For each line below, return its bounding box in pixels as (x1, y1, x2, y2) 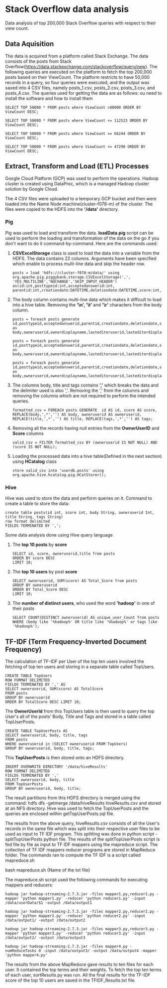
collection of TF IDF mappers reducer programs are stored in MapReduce (5, 847, 156, 852)
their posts (12, 605, 35, 611)
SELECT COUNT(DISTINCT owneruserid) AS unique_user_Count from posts (12, 615, 160, 620)
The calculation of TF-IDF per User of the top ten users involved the (5, 658, 144, 664)
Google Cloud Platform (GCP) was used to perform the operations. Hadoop (5, 175, 159, 181)
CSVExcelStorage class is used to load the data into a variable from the (12, 250, 160, 256)
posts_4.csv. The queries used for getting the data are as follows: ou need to (5, 90, 163, 96)
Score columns (12, 430, 44, 436)
